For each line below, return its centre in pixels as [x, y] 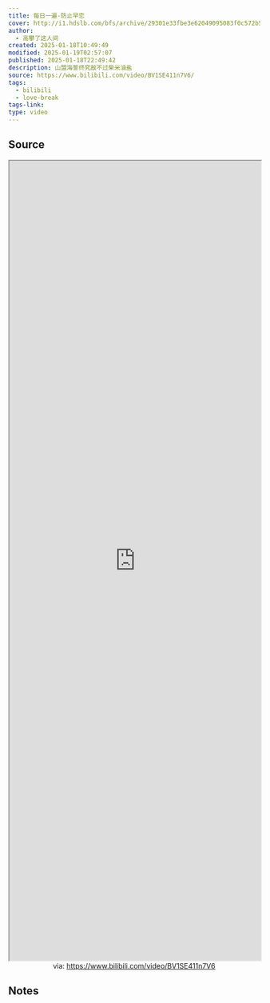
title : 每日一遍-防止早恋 [47, 16]
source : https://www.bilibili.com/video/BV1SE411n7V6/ [101, 75]
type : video [28, 113]
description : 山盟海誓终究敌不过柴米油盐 [70, 68]
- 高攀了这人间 [37, 38]
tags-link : [26, 105]
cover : [19, 23]
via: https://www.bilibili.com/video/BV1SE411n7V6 [134, 965]
